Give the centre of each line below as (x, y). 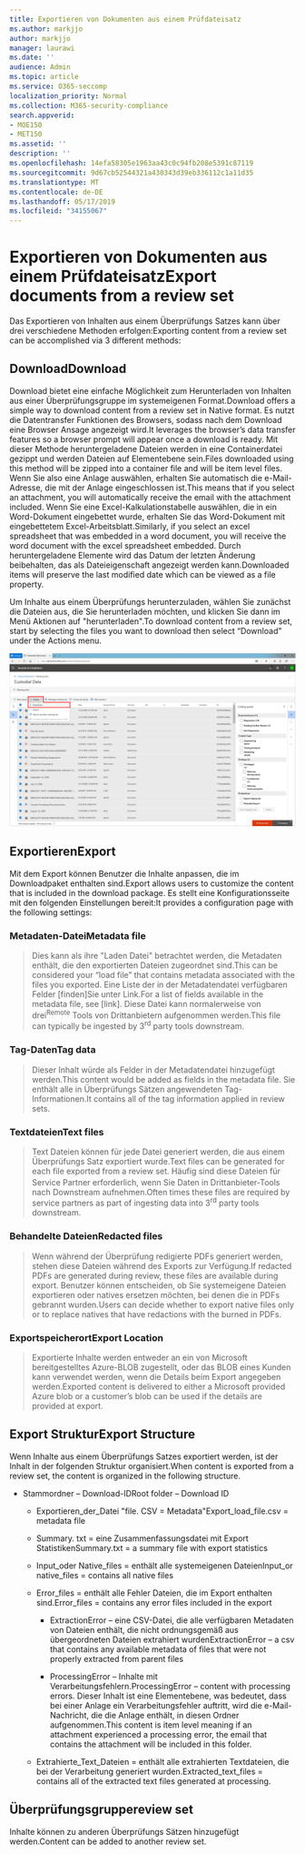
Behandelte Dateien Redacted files (86, 1236)
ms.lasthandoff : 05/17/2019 (63, 202)
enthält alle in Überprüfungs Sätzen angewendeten (127, 1089)
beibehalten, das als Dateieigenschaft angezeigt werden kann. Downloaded (149, 565)
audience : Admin (40, 67)
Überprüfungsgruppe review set (101, 1810)
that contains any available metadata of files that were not (158, 1649)
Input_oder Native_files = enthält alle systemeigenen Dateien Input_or (164, 1566)
